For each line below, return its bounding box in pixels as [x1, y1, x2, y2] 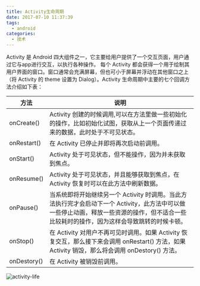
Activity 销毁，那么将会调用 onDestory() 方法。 [49, 246, 181, 254]
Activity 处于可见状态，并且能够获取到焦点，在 [49, 171, 180, 178]
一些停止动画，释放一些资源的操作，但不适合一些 [49, 209, 187, 216]
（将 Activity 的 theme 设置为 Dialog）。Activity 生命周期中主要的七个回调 [6, 76, 185, 83]
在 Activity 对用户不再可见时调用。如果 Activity [49, 228, 180, 237]
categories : [6, 31, 36, 37]
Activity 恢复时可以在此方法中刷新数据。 [49, 180, 162, 187]
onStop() [9, 237, 35, 245]
